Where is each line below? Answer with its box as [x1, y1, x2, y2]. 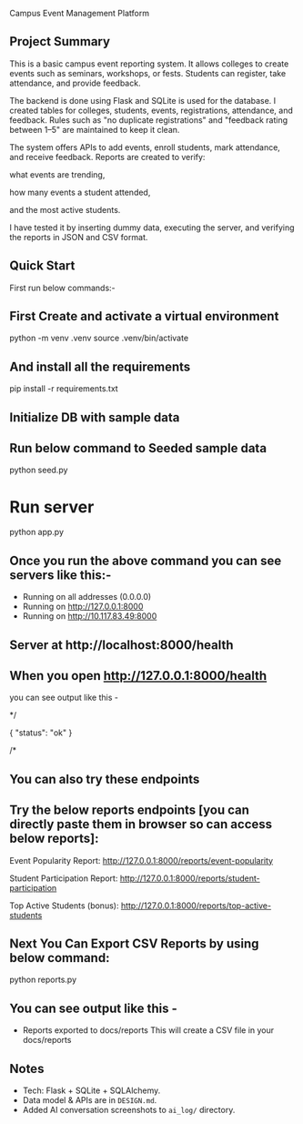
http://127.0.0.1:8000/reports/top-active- [120, 900, 271, 911]
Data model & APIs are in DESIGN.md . [22, 1095, 157, 1106]
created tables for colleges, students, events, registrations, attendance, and [9, 105, 294, 116]
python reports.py [9, 974, 77, 986]
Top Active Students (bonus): [9, 900, 119, 911]
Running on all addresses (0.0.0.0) [22, 592, 152, 603]
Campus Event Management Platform [9, 8, 150, 18]
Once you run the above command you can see [9, 552, 282, 568]
